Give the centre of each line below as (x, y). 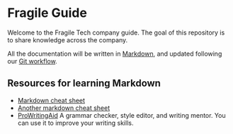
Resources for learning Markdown (84, 84)
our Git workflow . (33, 61)
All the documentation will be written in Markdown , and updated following (115, 54)
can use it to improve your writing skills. (75, 123)
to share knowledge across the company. (68, 39)
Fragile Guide (47, 13)
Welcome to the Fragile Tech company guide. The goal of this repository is (116, 32)
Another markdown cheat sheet (64, 108)
